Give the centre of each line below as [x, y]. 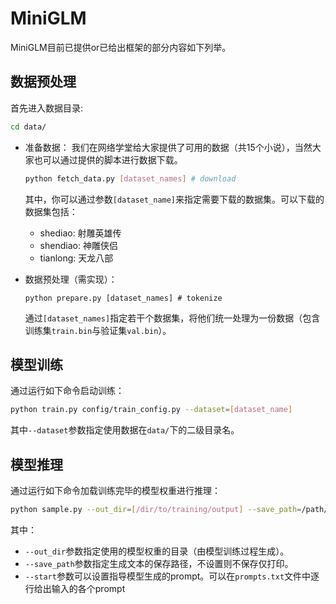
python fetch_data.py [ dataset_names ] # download [130, 178]
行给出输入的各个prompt [75, 588]
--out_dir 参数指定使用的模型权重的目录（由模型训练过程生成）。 [157, 551]
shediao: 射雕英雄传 [80, 233]
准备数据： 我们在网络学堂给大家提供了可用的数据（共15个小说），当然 [168, 147]
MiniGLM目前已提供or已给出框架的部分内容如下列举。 [121, 47]
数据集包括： [51, 211]
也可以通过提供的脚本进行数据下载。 [108, 159]
